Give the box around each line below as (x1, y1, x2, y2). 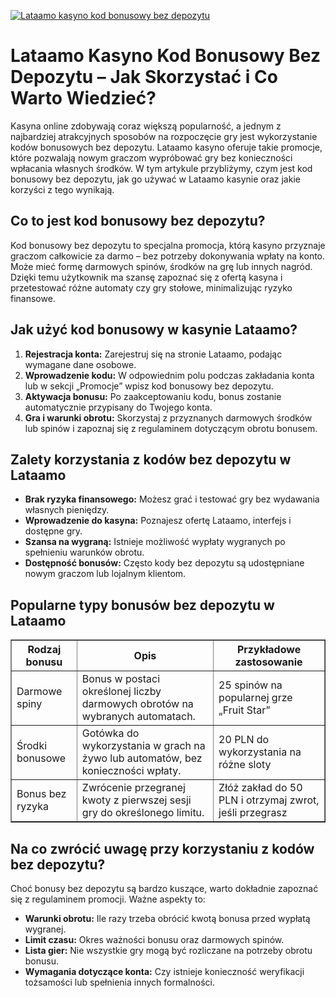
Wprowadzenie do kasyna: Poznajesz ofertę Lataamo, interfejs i (24, 515, 292, 527)
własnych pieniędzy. (24, 504, 110, 516)
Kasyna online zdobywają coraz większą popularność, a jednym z (10, 120, 282, 132)
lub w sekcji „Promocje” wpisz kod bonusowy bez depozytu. (24, 380, 274, 392)
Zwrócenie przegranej (81, 781, 186, 795)
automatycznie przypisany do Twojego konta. (24, 401, 213, 413)
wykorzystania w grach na (81, 739, 206, 753)
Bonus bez (16, 787, 67, 801)
